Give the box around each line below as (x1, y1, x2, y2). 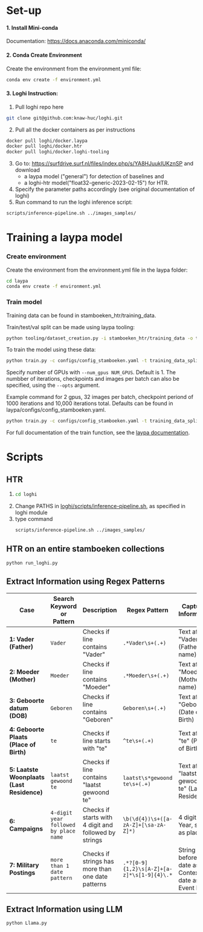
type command (14, 515, 53, 523)
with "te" (82, 744, 108, 753)
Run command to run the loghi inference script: (14, 198, 133, 206)
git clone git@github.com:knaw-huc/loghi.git (6, 115, 123, 121)
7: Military (9, 860, 39, 869)
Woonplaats (9, 773, 45, 781)
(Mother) (9, 675, 36, 683)
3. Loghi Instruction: (6, 90, 59, 97)
